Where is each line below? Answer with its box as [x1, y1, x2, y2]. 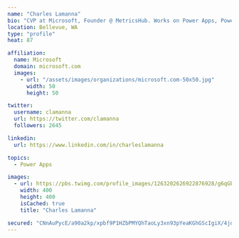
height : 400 [20, 193, 55, 200]
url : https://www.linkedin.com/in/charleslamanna [14, 141, 164, 148]
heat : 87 [7, 37, 33, 44]
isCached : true [20, 200, 65, 207]
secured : [7, 220, 33, 227]
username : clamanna [14, 109, 72, 116]
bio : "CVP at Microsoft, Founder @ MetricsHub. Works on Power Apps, [7, 17, 218, 24]
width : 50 [26, 82, 55, 90]
